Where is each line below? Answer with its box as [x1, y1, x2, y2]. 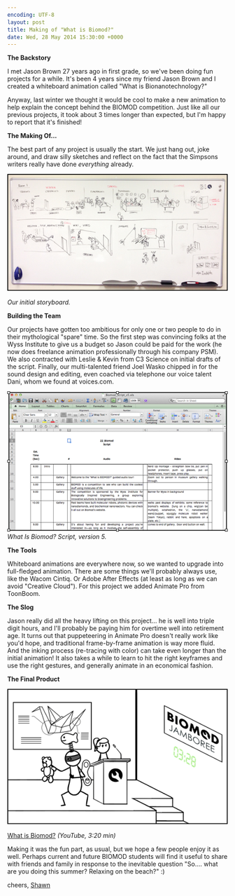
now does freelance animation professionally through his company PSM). [7, 348, 219, 356]
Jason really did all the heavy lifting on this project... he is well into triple [7, 617, 215, 625]
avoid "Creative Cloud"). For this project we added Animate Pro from [7, 582, 205, 590]
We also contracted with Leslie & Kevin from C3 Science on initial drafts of [7, 355, 221, 364]
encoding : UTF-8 [7, 11, 55, 18]
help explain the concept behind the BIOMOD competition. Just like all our [7, 103, 220, 111]
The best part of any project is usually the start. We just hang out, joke [7, 145, 210, 154]
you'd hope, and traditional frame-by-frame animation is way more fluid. [7, 639, 215, 648]
